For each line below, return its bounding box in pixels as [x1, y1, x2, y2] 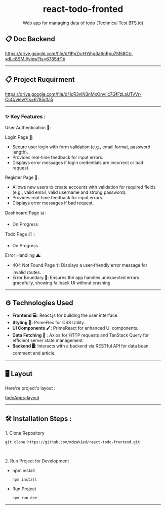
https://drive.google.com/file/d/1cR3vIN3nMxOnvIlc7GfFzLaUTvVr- [5, 91, 142, 97]
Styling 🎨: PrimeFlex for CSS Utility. [12, 319, 85, 325]
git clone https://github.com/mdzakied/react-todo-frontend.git [5, 440, 140, 445]
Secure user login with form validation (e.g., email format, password [12, 144, 151, 150]
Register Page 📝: [5, 174, 39, 180]
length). [12, 149, 29, 155]
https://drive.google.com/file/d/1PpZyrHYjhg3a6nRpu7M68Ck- [5, 51, 133, 57]
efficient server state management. [12, 337, 84, 343]
